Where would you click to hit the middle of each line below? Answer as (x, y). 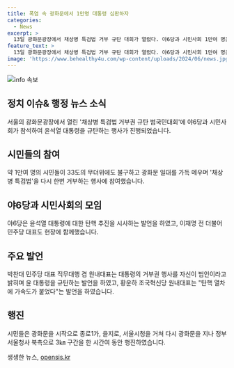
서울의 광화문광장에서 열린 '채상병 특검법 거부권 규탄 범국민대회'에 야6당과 (108, 122)
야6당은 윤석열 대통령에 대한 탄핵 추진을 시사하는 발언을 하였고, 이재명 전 (106, 223)
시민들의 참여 (34, 154)
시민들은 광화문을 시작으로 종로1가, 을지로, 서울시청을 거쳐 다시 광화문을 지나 (111, 333)
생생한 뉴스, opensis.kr (39, 357)
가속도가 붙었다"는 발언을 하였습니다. (64, 291)
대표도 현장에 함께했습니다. (62, 232)
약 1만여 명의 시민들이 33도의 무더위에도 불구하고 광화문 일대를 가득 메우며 (108, 173)
